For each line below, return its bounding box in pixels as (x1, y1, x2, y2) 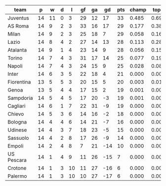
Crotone (7, 165, 27, 171)
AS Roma (7, 23, 29, 29)
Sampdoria (7, 94, 33, 101)
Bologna (7, 119, 27, 125)
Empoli (7, 143, 24, 149)
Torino (7, 55, 23, 61)
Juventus (7, 15, 30, 21)
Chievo (7, 111, 24, 117)
